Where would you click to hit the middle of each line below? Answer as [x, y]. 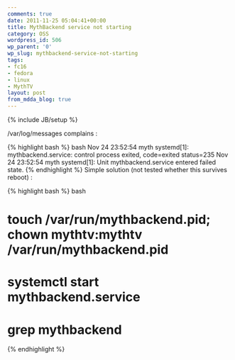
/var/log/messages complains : [53, 133]
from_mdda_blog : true [39, 100]
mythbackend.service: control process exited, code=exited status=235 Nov [118, 154]
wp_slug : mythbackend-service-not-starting [73, 54]
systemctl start [53, 282]
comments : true [30, 14]
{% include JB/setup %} [43, 120]
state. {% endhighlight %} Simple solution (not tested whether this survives [117, 170]
